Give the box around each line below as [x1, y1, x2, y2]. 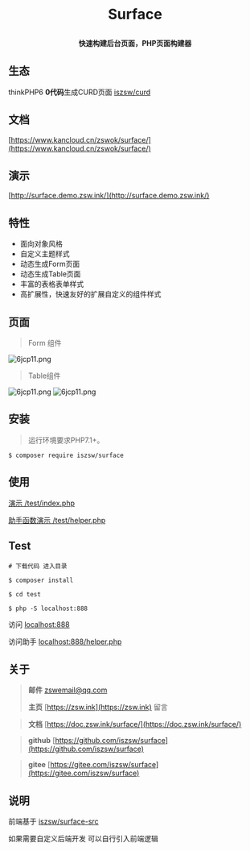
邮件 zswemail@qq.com [27, 685, 108, 695]
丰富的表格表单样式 [19, 280, 84, 289]
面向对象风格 [19, 239, 63, 249]
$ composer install [8, 576, 74, 584]
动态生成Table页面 [19, 269, 81, 279]
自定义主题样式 [19, 249, 70, 259]
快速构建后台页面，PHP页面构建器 [78, 39, 192, 48]
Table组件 [27, 371, 61, 380]
